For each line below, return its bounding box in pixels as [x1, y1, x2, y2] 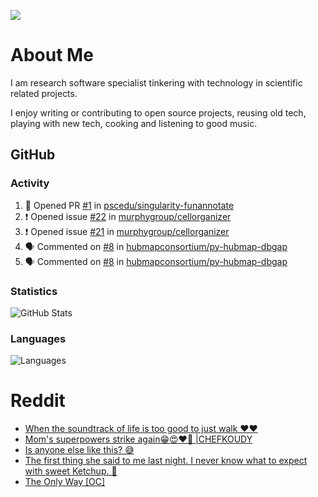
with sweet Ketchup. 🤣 [24, 465, 118, 477]
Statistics [10, 284, 58, 298]
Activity [10, 176, 50, 190]
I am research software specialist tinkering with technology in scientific [10, 76, 303, 89]
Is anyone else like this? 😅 [24, 444, 135, 456]
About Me [10, 44, 94, 67]
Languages [10, 331, 67, 345]
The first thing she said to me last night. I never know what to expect [24, 455, 308, 467]
